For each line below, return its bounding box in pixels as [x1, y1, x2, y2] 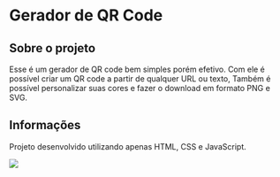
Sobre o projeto [9, 41, 95, 56]
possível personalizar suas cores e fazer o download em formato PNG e [9, 83, 271, 93]
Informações [9, 118, 81, 133]
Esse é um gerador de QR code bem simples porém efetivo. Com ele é [9, 64, 265, 74]
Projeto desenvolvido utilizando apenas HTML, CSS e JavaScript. [9, 141, 246, 151]
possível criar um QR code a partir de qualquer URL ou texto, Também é [9, 73, 271, 84]
